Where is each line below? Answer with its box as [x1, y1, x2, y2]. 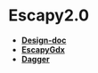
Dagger [20, 53, 50, 64]
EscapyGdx [20, 44, 66, 54]
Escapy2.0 [8, 5, 90, 26]
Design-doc [20, 35, 67, 45]
